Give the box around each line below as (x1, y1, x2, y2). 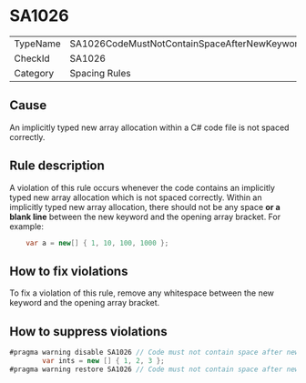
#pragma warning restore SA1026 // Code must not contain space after (9, 365, 283, 374)
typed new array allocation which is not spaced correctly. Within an (9, 192, 262, 203)
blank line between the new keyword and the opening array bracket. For (9, 211, 280, 222)
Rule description (9, 158, 105, 174)
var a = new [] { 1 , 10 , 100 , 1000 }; (25, 238, 169, 247)
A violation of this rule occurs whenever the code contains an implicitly (9, 182, 276, 193)
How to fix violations (9, 263, 128, 278)
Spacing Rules (69, 66, 132, 79)
